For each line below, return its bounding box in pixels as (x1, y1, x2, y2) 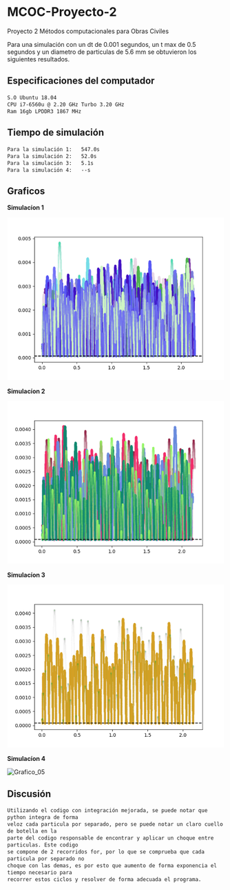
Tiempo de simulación (7, 127, 105, 139)
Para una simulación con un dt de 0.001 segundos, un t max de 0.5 (7, 40, 196, 48)
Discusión (7, 788, 52, 800)
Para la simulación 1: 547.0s (7, 146, 100, 152)
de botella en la (7, 828, 57, 835)
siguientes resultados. (7, 55, 70, 63)
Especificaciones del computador (7, 75, 155, 87)
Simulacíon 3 (7, 571, 46, 580)
